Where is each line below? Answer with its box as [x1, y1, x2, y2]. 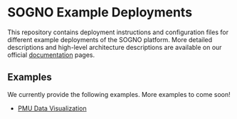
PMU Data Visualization [17, 104, 87, 113]
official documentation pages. [7, 51, 95, 59]
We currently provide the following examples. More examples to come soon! [7, 90, 231, 98]
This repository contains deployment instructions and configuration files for [7, 28, 229, 36]
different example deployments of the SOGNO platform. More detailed [7, 35, 213, 43]
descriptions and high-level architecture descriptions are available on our [7, 43, 222, 51]
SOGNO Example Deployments [7, 4, 193, 21]
